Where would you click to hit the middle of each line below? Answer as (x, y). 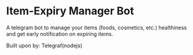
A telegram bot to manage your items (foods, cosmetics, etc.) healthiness (96, 27)
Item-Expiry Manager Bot (70, 11)
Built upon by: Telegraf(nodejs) (44, 45)
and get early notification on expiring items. (60, 33)
